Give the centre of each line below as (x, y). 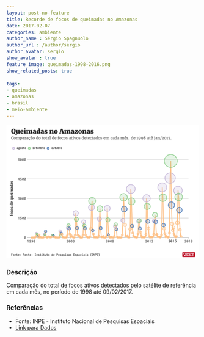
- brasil (17, 103)
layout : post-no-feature (38, 13)
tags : (13, 84)
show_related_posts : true (39, 71)
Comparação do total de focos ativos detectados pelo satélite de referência (101, 285)
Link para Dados (36, 327)
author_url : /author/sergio (43, 45)
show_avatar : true (31, 58)
